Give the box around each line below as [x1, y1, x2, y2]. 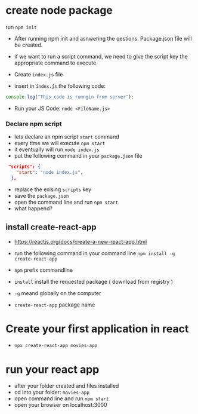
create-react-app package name [14, 301, 95, 308]
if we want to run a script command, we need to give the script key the [14, 53, 188, 60]
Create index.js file [14, 70, 63, 78]
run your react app [5, 363, 100, 376]
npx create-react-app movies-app [14, 343, 98, 349]
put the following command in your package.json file [14, 152, 143, 160]
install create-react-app [5, 222, 97, 232]
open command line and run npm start [14, 395, 109, 402]
